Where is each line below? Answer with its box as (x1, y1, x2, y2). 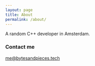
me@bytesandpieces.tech (5, 55, 60, 61)
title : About (5, 12, 33, 17)
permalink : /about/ (5, 17, 47, 22)
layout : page (5, 7, 33, 13)
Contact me (5, 44, 35, 51)
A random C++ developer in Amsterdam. (5, 31, 90, 37)
